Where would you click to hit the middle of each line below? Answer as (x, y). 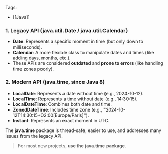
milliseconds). (27, 47)
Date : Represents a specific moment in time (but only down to (78, 42)
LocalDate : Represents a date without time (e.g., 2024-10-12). (78, 93)
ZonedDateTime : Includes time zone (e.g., (57, 109)
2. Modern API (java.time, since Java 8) (55, 82)
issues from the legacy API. (34, 136)
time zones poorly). (33, 69)
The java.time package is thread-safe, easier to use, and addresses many (83, 130)
